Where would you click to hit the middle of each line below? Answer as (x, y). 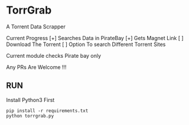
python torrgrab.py (30, 116)
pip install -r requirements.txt (47, 111)
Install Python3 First (30, 100)
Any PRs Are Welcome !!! (36, 67)
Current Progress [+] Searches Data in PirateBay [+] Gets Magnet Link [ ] (95, 38)
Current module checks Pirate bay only (54, 55)
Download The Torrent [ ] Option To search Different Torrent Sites (86, 44)
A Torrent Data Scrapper (36, 27)
